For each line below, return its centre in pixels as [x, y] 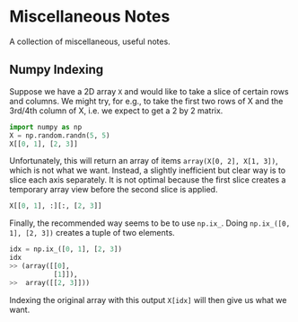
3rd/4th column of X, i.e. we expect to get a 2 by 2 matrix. [116, 111]
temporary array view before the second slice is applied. [114, 190]
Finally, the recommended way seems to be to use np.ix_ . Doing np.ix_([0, [150, 223]
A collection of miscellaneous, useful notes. [90, 41]
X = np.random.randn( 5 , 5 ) [60, 135]
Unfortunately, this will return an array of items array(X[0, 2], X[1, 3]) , [144, 161]
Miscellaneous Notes [90, 17]
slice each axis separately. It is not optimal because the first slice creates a [148, 180]
